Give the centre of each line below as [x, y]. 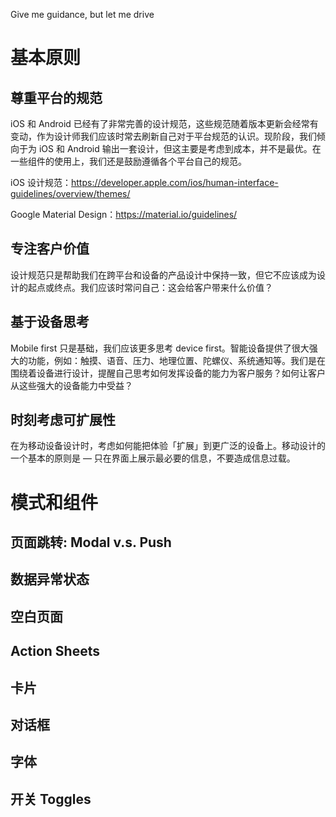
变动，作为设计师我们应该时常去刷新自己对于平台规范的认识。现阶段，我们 [163, 136]
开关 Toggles [51, 799]
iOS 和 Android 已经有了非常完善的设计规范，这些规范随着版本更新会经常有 [164, 123]
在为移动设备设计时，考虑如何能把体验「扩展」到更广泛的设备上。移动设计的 [168, 446]
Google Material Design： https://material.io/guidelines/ [124, 214]
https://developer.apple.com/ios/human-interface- [175, 182]
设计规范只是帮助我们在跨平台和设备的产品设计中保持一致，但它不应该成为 [163, 275]
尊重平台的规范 [56, 97]
